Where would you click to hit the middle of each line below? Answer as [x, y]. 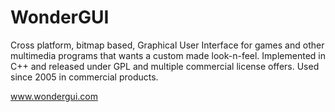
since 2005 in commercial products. [84, 77]
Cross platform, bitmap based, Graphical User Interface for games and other [167, 45]
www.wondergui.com [54, 96]
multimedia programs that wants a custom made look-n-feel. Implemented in [168, 55]
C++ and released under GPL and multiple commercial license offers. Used [165, 66]
